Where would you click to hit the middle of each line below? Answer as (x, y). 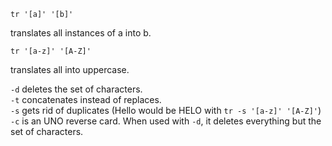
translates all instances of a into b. (81, 33)
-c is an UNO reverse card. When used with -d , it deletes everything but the (166, 121)
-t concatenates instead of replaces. (86, 99)
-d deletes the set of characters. (76, 89)
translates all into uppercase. (70, 69)
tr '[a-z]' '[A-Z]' (51, 51)
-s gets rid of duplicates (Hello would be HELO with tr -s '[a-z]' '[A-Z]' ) (166, 110)
